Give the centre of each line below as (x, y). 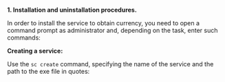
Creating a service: (35, 51)
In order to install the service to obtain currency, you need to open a (104, 23)
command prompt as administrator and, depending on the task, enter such (112, 30)
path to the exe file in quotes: (49, 71)
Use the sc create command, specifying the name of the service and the (110, 64)
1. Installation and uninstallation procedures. (72, 10)
